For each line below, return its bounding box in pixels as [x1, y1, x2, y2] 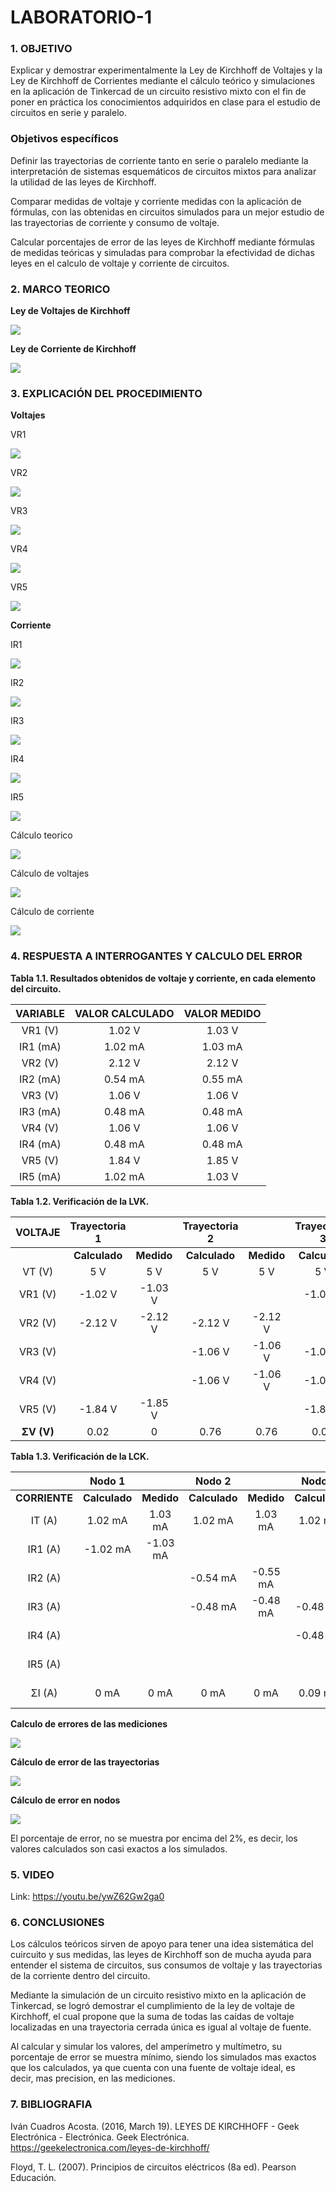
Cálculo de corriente [10, 906, 95, 918]
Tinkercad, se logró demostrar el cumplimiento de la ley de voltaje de [10, 2000, 295, 2012]
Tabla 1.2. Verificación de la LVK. [10, 1195, 150, 1207]
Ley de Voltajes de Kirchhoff [10, 305, 131, 317]
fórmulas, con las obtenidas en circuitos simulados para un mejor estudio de [10, 206, 325, 218]
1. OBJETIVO [10, 42, 73, 56]
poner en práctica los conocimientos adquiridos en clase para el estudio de [10, 96, 321, 108]
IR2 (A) [27, 1571, 62, 1585]
